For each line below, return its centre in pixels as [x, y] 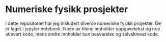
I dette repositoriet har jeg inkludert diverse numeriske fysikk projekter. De [83, 23]
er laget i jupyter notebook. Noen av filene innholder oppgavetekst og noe [83, 28]
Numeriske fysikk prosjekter [67, 9]
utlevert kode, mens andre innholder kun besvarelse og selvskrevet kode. [82, 34]
